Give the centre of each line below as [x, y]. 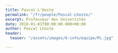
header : [14, 33]
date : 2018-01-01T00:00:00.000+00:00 [46, 24]
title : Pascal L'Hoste [30, 10]
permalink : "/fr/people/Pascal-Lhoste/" [49, 15]
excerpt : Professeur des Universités [46, 19]
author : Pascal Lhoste [30, 29]
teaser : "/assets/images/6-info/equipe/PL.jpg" [62, 38]
